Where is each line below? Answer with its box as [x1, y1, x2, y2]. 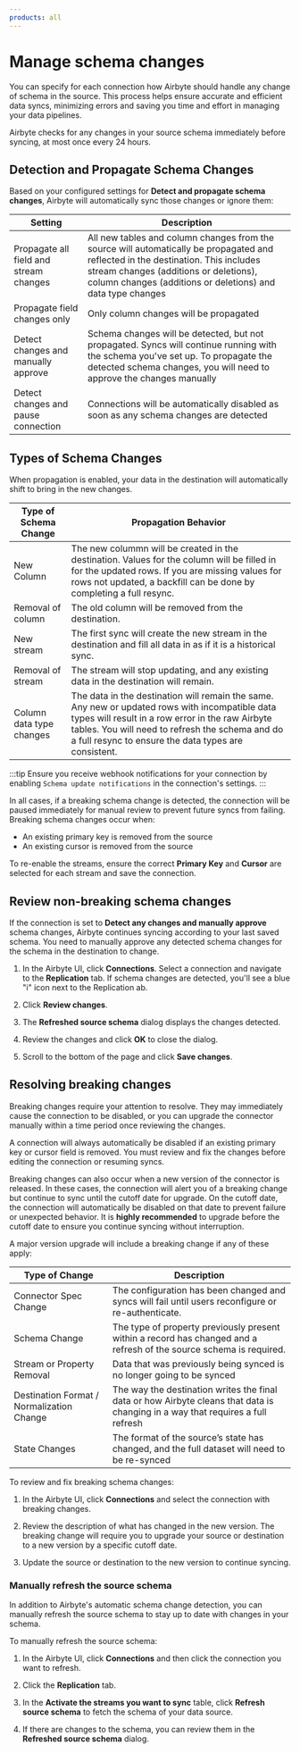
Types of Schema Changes [9, 450, 162, 465]
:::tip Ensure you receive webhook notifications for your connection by [9, 769, 268, 780]
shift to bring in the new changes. [9, 484, 132, 495]
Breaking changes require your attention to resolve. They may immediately [9, 1100, 284, 1112]
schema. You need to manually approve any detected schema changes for [9, 937, 283, 947]
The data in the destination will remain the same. [71, 689, 274, 702]
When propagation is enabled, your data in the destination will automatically [9, 474, 288, 485]
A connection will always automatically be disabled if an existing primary [9, 1137, 277, 1148]
